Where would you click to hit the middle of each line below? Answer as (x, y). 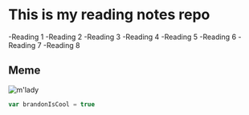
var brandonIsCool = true (51, 104)
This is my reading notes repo (109, 15)
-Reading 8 (61, 45)
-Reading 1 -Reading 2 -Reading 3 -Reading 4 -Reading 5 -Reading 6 (122, 37)
